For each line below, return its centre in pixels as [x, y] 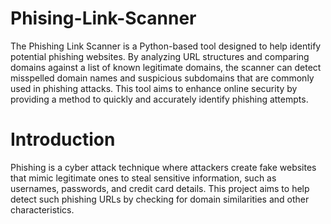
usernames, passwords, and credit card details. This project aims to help [160, 188]
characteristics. [42, 209]
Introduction [63, 139]
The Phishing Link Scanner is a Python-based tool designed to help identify [166, 46]
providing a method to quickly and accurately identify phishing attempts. [159, 99]
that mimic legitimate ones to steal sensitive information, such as [143, 178]
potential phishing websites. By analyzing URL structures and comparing [160, 56]
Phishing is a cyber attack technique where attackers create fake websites [163, 167]
